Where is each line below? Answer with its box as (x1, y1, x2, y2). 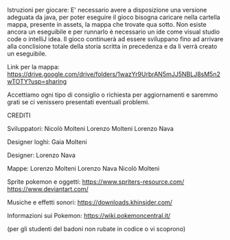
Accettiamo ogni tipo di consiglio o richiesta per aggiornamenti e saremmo (7, 91, 218, 99)
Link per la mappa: (7, 63, 60, 71)
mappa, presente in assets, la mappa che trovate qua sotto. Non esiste (7, 21, 207, 28)
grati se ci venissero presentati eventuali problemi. (7, 98, 150, 106)
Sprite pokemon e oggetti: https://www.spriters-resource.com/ (7, 178, 185, 186)
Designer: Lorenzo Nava (7, 151, 76, 159)
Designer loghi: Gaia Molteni (7, 138, 87, 146)
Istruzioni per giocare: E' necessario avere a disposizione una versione (7, 6, 207, 14)
